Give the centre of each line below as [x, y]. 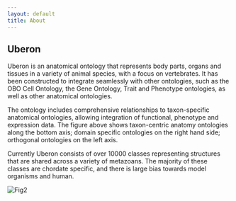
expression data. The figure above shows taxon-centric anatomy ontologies [118, 125]
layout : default [31, 14]
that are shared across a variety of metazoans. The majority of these [107, 161]
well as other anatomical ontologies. [60, 96]
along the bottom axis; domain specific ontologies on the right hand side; [114, 132]
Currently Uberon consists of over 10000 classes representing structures [114, 154]
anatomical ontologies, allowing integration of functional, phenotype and [113, 117]
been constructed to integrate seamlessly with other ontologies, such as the [118, 81]
